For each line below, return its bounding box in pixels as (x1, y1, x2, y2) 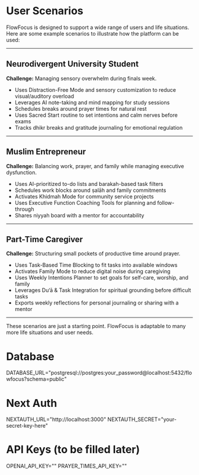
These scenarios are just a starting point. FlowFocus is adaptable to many (6, 323, 186, 330)
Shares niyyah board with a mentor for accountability (14, 211, 145, 219)
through (14, 206, 34, 213)
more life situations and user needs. (6, 329, 94, 336)
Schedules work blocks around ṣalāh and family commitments (14, 187, 166, 194)
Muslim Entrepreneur (6, 147, 86, 157)
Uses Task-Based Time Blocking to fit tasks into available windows (14, 262, 178, 269)
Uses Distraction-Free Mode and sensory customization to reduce (14, 86, 176, 93)
